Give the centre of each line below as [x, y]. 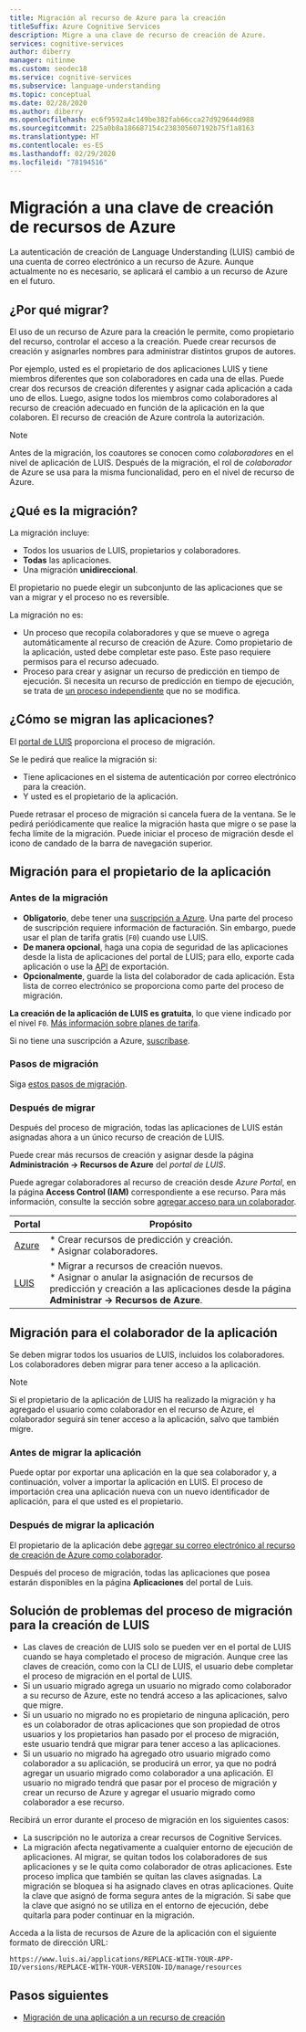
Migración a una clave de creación [142, 207]
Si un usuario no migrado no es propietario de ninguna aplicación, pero [156, 1715]
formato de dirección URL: [59, 1943]
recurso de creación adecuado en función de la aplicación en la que [137, 408]
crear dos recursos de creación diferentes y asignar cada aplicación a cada [151, 388]
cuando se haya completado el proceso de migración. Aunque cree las [155, 1657]
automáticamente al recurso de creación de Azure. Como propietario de [158, 642]
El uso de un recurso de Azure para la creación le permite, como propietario [152, 332]
